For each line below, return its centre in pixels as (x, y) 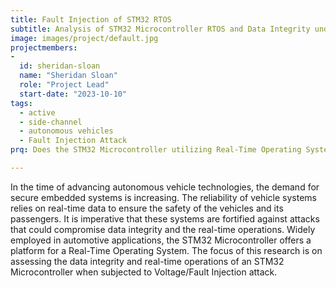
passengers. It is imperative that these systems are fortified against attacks (165, 218)
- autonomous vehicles (66, 131)
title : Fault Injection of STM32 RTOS (91, 19)
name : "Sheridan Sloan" (68, 76)
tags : (21, 103)
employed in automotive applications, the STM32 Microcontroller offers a (161, 240)
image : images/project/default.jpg (84, 38)
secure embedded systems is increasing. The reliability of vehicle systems (163, 197)
